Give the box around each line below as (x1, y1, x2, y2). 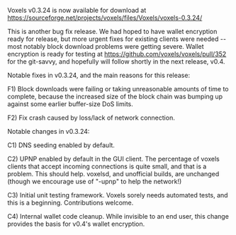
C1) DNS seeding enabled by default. (7, 141, 116, 149)
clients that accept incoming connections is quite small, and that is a (7, 162, 207, 171)
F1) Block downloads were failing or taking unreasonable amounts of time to (7, 85, 229, 93)
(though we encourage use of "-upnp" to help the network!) (7, 177, 182, 185)
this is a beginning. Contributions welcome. (7, 198, 134, 207)
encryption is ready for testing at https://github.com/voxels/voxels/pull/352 (7, 50, 227, 58)
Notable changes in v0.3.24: (7, 127, 90, 135)
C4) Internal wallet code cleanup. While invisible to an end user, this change (7, 212, 229, 220)
